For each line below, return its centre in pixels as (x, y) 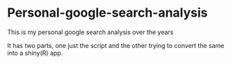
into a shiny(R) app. (35, 53)
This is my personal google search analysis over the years (90, 32)
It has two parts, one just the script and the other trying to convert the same (116, 45)
